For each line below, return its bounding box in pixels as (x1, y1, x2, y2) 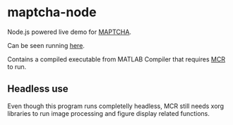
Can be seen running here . (7, 41, 85, 49)
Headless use (7, 83, 68, 95)
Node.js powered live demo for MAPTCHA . (7, 28, 132, 36)
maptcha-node (7, 4, 97, 20)
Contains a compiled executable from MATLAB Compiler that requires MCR (7, 54, 226, 64)
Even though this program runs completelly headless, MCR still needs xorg (7, 102, 225, 110)
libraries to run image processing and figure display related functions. (7, 109, 210, 117)
